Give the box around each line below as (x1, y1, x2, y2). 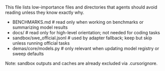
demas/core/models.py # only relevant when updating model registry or (12, 46, 160, 51)
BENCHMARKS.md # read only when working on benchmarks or (12, 19, 144, 25)
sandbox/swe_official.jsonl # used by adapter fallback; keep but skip (12, 35, 152, 41)
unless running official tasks (12, 40, 70, 46)
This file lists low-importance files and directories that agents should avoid (5, 4, 158, 10)
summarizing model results (12, 24, 68, 30)
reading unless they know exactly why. (5, 9, 84, 15)
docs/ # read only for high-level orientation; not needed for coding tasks (12, 30, 160, 35)
